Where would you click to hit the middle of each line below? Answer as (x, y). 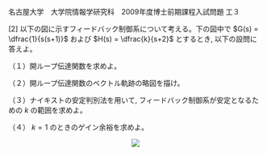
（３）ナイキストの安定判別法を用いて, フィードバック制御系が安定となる (130, 100)
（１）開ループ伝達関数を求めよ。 (65, 66)
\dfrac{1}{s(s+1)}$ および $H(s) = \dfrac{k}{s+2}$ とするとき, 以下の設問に (133, 39)
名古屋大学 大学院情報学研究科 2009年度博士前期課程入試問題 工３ (124, 12)
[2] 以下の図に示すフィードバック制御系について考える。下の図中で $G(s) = (133, 29)
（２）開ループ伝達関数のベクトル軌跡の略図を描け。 (96, 83)
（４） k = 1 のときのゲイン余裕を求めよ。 (79, 127)
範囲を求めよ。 (62, 110)
